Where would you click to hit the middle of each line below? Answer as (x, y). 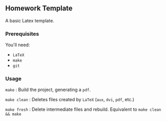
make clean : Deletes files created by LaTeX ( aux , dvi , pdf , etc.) (70, 100)
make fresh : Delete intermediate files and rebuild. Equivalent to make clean (83, 109)
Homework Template (39, 8)
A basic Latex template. (30, 20)
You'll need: (18, 45)
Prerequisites (22, 34)
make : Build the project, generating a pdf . (48, 90)
